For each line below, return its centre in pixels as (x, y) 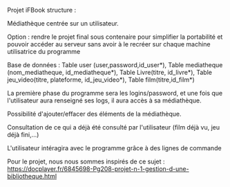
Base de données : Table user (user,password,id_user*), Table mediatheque (115, 65)
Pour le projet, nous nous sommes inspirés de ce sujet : (86, 161)
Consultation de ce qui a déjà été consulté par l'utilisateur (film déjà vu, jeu (113, 127)
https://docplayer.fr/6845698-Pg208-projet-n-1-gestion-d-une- (98, 169)
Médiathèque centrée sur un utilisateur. (63, 23)
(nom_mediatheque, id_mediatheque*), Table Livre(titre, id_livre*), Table (110, 72)
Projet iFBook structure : (42, 10)
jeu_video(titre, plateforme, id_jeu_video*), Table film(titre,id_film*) (101, 80)
